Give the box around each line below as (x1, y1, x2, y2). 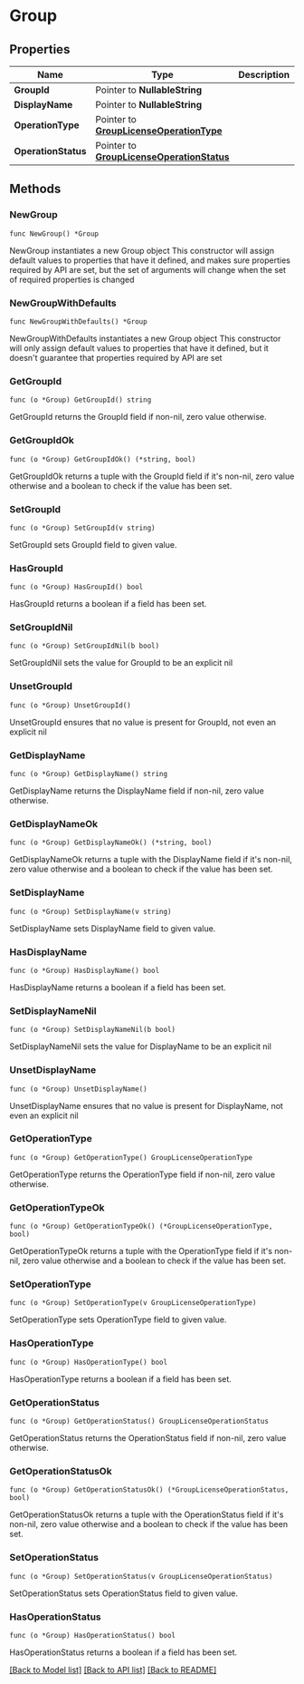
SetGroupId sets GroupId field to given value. (9, 539, 177, 550)
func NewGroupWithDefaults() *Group (9, 316, 147, 326)
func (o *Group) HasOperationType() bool (9, 1358, 168, 1367)
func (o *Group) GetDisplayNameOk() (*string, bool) (9, 838, 213, 848)
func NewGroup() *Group (9, 229, 100, 238)
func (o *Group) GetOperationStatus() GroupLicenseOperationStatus (9, 1416, 270, 1426)
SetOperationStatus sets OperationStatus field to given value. (9, 1588, 238, 1599)
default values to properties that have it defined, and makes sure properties (9, 255, 291, 266)
